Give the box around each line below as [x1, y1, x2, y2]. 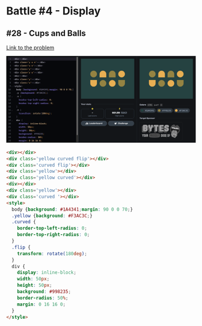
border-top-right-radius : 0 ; [17, 232, 90, 238]
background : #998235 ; [17, 289, 71, 295]
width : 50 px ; [17, 276, 50, 282]
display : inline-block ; [17, 270, 77, 276]
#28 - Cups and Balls [6, 28, 86, 38]
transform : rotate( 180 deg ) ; [17, 250, 87, 256]
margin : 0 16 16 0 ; [17, 301, 66, 307]
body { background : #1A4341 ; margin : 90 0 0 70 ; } [11, 206, 133, 213]
